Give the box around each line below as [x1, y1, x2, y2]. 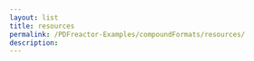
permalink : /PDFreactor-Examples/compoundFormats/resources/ [9, 30, 246, 39]
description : [9, 38, 59, 48]
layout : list [9, 13, 59, 22]
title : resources [9, 22, 75, 30]
